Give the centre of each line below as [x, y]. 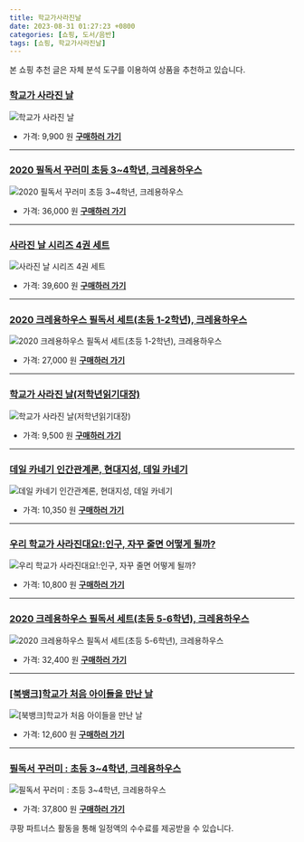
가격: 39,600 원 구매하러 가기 [74, 286]
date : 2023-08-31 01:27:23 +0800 [72, 26]
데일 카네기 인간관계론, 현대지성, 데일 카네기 [99, 469]
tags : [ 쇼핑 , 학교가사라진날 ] [58, 43]
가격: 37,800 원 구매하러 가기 [73, 809]
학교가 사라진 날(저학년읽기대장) [75, 394]
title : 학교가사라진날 [45, 18]
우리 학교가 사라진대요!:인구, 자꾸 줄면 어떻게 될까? [113, 544]
